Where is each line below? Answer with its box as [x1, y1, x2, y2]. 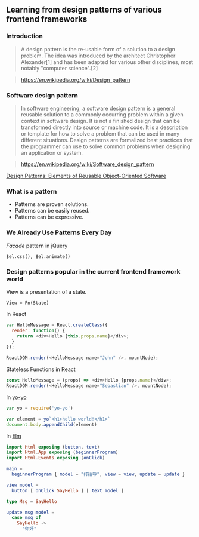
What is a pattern [6, 187, 57, 195]
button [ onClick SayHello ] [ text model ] [11, 487, 124, 493]
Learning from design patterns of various [6, 5, 162, 15]
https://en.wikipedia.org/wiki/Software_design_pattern [20, 161, 154, 168]
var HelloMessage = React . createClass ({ [6, 322, 108, 328]
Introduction [6, 32, 43, 41]
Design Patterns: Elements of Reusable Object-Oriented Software [6, 172, 167, 179]
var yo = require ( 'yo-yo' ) [6, 405, 73, 411]
